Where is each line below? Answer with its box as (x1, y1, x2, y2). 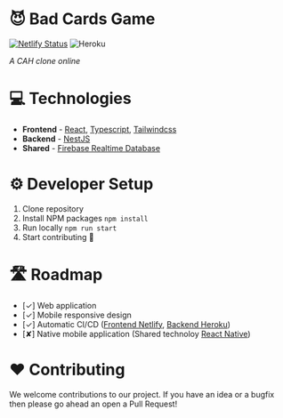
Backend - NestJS (21, 133, 91, 144)
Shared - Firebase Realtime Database (21, 142, 161, 153)
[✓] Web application (21, 300, 97, 310)
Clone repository (21, 203, 85, 213)
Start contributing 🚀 (21, 231, 95, 242)
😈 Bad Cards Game (9, 9, 156, 29)
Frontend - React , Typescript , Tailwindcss (21, 124, 177, 134)
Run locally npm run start (21, 222, 117, 233)
